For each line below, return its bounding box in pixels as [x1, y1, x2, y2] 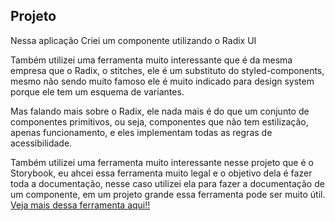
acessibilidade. [10, 137, 73, 149]
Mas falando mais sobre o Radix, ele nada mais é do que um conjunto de [10, 105, 310, 117]
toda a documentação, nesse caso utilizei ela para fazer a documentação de [10, 177, 325, 189]
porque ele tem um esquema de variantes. [10, 85, 185, 98]
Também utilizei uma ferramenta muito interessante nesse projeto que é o [10, 156, 314, 168]
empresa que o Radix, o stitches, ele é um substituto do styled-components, [10, 64, 325, 76]
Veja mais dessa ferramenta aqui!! [10, 199, 151, 211]
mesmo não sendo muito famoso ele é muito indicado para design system [10, 75, 315, 87]
